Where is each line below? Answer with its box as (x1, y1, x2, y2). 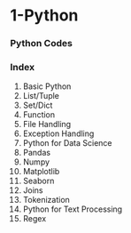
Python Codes (10, 37, 73, 50)
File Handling (22, 119, 72, 130)
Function (22, 109, 56, 120)
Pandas (22, 148, 51, 158)
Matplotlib (22, 166, 60, 177)
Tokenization (22, 195, 70, 205)
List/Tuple (22, 91, 60, 101)
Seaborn (22, 175, 55, 187)
